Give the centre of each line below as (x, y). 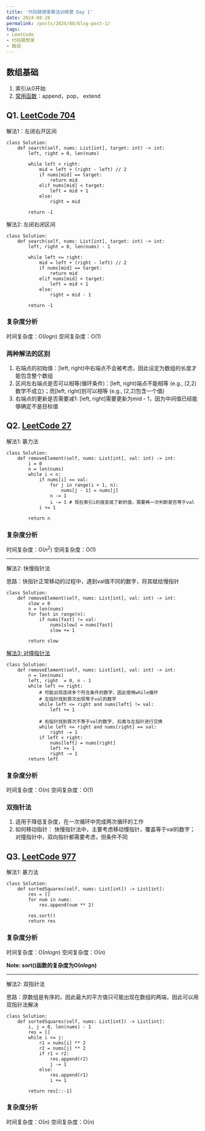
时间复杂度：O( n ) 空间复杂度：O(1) (50, 790)
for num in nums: (50, 900)
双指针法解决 (22, 1004)
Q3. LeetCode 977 (41, 857)
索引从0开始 (30, 88)
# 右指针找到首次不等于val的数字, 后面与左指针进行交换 (101, 721)
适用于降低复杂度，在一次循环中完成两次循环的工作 (79, 822)
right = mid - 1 (70, 295)
